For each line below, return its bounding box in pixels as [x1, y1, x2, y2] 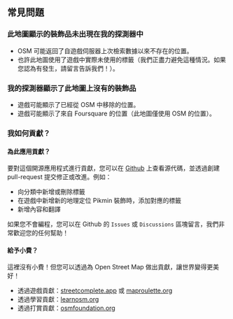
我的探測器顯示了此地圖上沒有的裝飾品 [7, 83, 136, 93]
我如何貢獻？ [7, 128, 51, 138]
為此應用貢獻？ [7, 147, 50, 155]
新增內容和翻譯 [17, 205, 61, 213]
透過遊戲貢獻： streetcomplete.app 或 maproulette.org [17, 286, 173, 295]
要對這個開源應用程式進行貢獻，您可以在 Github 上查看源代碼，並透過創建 [7, 164, 220, 173]
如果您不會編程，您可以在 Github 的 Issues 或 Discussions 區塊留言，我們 [7, 220, 219, 229]
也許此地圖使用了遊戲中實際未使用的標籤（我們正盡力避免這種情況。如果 [17, 55, 226, 64]
